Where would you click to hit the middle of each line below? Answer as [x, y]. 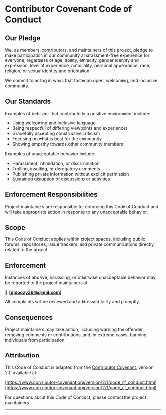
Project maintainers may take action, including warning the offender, [75, 329]
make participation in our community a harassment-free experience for [77, 55]
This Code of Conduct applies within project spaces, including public [75, 239]
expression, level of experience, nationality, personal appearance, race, [78, 66]
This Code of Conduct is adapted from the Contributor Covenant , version [80, 367]
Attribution [22, 356]
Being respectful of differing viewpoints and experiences [70, 128]
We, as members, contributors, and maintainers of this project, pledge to [79, 50]
